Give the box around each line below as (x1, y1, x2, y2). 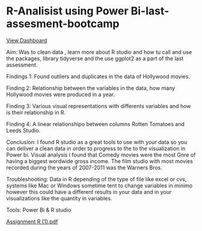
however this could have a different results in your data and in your (6, 188, 172, 196)
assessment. (6, 61, 38, 68)
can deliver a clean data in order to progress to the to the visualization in (6, 145, 186, 152)
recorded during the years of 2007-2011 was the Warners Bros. (6, 164, 162, 171)
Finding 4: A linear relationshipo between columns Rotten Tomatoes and (6, 120, 185, 127)
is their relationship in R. (6, 109, 66, 116)
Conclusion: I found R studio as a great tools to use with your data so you (6, 138, 188, 145)
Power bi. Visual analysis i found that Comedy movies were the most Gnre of (6, 151, 196, 158)
